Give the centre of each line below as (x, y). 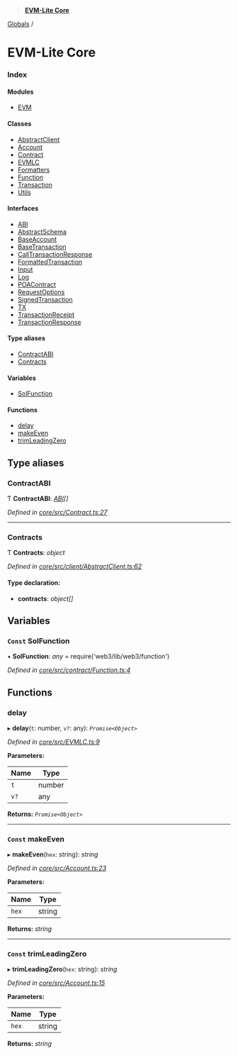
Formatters (34, 169)
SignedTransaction (45, 299)
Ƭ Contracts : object (36, 553)
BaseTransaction (42, 247)
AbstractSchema (42, 231)
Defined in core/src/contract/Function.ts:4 (69, 670)
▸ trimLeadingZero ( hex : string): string (62, 969)
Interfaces (23, 208)
